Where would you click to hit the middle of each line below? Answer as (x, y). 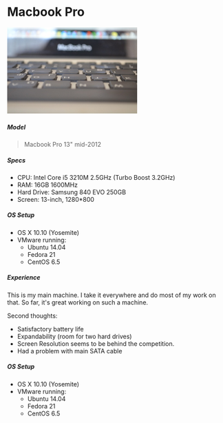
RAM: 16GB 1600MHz (47, 185)
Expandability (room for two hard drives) (74, 336)
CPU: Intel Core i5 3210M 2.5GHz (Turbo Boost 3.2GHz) (96, 177)
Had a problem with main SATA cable (70, 351)
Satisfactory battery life (50, 329)
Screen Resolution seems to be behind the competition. (96, 343)
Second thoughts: (32, 316)
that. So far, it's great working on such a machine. (78, 302)
